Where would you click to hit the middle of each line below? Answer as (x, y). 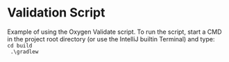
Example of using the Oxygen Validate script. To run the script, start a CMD (114, 32)
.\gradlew (24, 52)
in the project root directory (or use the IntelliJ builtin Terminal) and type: (111, 39)
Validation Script (56, 13)
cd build (20, 45)
